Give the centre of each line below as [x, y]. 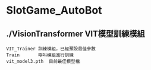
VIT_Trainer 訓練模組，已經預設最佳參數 [51, 49]
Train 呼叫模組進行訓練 [40, 55]
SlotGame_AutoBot [54, 10]
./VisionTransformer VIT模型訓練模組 [76, 34]
